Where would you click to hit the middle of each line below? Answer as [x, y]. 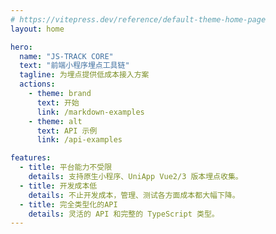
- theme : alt [55, 121]
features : [31, 158]
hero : [21, 47]
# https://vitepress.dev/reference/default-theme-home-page [138, 19]
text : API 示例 [67, 131]
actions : [37, 84]
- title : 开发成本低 [58, 186]
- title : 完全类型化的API [68, 204]
